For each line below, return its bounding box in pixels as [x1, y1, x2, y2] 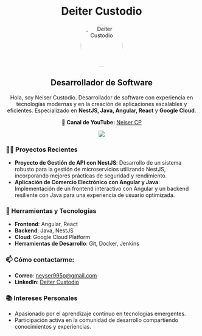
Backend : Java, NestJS [14, 227, 74, 234]
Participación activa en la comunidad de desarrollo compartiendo [14, 316, 179, 324]
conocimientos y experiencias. [14, 323, 92, 330]
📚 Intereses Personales [5, 294, 78, 302]
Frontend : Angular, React [14, 221, 78, 228]
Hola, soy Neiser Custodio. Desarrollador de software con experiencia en [10, 93, 193, 101]
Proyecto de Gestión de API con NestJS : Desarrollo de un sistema [14, 159, 182, 166]
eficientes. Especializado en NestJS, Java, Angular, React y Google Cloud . [7, 107, 197, 114]
